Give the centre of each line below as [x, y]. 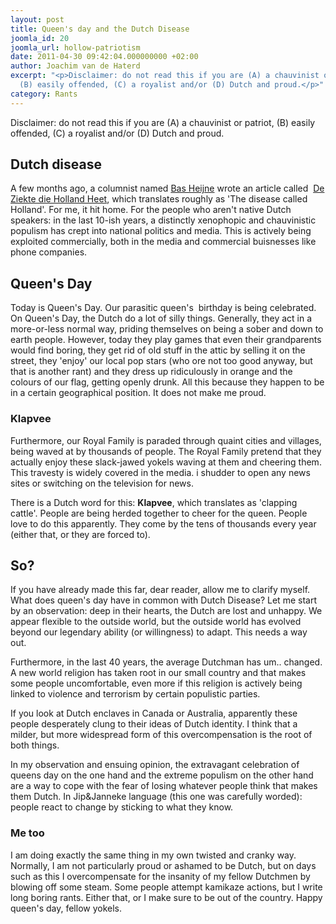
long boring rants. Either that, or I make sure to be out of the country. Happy [166, 897]
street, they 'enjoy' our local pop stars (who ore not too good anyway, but [161, 361]
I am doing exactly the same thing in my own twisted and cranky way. [153, 855]
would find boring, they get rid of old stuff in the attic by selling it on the [158, 350]
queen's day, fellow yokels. [66, 908]
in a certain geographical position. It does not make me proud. [138, 393]
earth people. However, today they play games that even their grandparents [166, 340]
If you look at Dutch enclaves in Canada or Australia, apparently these [154, 713]
